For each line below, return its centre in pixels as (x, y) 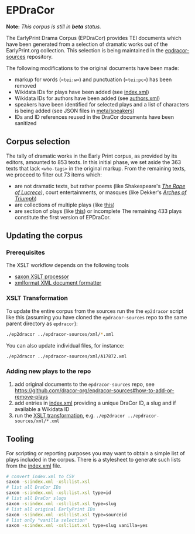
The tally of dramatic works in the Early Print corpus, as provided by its (92, 156)
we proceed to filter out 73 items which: (54, 175)
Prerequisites (25, 252)
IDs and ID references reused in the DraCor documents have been (94, 117)
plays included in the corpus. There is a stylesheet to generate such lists (93, 459)
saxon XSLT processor (42, 276)
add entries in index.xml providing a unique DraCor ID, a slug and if (95, 403)
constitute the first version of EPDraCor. (63, 217)
